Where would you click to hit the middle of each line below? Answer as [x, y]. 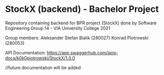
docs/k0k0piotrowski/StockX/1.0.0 [40, 58]
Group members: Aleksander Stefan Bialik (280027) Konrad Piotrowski [77, 38]
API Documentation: [25, 53]
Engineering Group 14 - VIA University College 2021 [58, 28]
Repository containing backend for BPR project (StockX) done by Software [81, 23]
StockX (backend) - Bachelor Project [82, 9]
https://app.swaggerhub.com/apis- [82, 53]
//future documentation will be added [43, 68]
